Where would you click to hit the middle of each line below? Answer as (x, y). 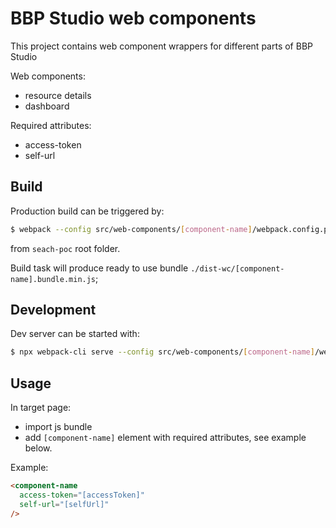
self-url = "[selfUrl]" (64, 504)
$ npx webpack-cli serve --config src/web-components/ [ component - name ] (162, 352)
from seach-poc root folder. (65, 248)
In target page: (41, 408)
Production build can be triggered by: (87, 211)
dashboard (47, 106)
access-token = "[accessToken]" (82, 495)
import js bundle (58, 427)
